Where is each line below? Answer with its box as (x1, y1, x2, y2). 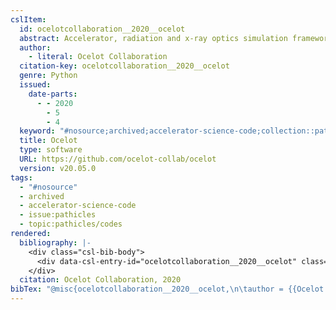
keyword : (19, 126, 56, 136)
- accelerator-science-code (19, 201, 137, 211)
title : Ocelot (19, 136, 78, 146)
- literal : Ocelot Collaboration (28, 52, 168, 62)
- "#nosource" (19, 182, 78, 192)
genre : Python (19, 71, 78, 81)
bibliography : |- (19, 237, 92, 248)
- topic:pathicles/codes (19, 219, 123, 230)
